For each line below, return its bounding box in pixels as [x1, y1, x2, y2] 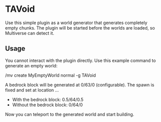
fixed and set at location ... [5, 87, 59, 93]
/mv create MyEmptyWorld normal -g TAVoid [5, 72, 96, 78]
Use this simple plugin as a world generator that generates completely [5, 20, 148, 26]
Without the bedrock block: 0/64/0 [12, 102, 83, 108]
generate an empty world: [5, 62, 58, 68]
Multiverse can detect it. [5, 30, 55, 36]
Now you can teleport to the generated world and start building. [5, 111, 134, 117]
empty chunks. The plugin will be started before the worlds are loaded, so [5, 25, 155, 30]
